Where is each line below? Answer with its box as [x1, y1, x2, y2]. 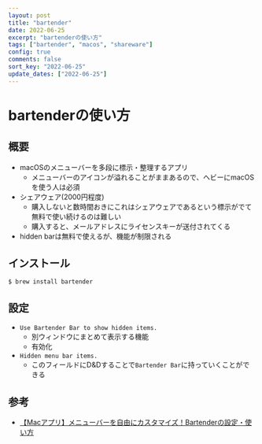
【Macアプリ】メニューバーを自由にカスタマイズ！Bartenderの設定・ [19, 418, 245, 427]
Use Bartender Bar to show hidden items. [19, 324, 157, 332]
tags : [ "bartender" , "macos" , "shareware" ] [8, 41, 153, 49]
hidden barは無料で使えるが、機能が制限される [19, 231, 172, 241]
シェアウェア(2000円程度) [19, 192, 105, 202]
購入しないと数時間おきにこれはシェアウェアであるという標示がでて [31, 202, 253, 211]
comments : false [8, 56, 61, 64]
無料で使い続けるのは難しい [31, 212, 122, 221]
